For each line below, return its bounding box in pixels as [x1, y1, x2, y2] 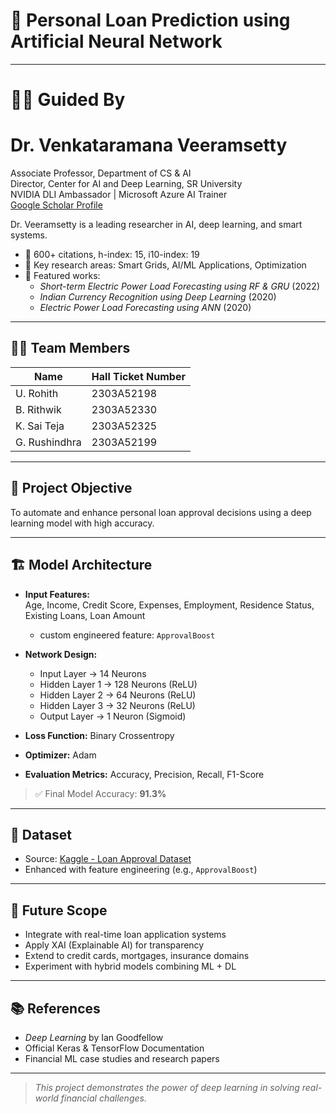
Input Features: [24, 588, 90, 600]
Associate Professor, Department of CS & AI [10, 167, 192, 179]
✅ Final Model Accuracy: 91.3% [34, 787, 167, 799]
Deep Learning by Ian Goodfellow [24, 1031, 164, 1043]
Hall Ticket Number [91, 369, 186, 383]
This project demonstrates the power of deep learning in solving [34, 1081, 300, 1093]
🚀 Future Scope [10, 902, 108, 919]
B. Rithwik [15, 402, 62, 416]
